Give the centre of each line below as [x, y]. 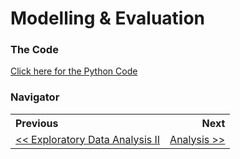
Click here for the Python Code [74, 71]
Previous [37, 123]
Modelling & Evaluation [108, 18]
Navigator [35, 97]
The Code [34, 50]
